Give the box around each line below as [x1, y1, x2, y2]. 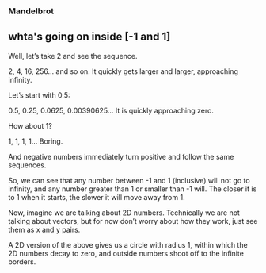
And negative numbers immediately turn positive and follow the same [8, 152, 234, 161]
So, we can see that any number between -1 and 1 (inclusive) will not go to [8, 175, 251, 185]
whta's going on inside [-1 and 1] [8, 30, 171, 44]
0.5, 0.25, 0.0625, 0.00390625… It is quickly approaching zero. [8, 106, 214, 115]
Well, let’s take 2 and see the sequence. [8, 51, 138, 60]
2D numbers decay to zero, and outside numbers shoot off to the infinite [8, 248, 244, 258]
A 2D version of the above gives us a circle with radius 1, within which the [8, 240, 248, 249]
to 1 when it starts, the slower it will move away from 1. [8, 192, 185, 202]
